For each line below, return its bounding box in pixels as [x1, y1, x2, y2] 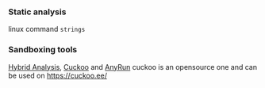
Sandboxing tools [8, 44, 78, 55]
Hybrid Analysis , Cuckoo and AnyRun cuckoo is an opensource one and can [8, 62, 258, 71]
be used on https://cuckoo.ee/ [8, 71, 107, 80]
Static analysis [8, 6, 67, 17]
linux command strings [8, 25, 86, 34]
